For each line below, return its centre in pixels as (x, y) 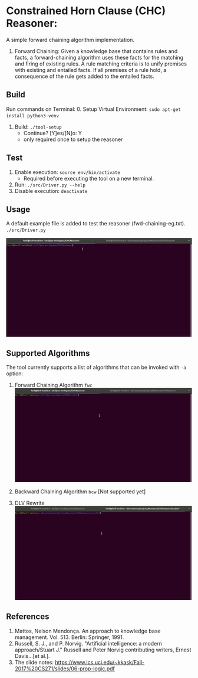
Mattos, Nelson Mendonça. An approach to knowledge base (88, 631)
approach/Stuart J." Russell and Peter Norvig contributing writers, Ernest (103, 650)
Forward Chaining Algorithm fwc (53, 385)
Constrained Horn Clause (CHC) (86, 11)
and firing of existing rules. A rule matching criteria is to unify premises (101, 64)
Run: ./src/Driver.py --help (50, 185)
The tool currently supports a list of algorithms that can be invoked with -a (96, 368)
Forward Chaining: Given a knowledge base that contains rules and (96, 51)
